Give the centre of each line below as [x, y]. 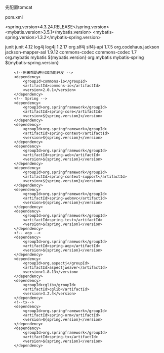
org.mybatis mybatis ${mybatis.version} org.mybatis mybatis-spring [75, 57]
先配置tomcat [19, 7]
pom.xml [14, 17]
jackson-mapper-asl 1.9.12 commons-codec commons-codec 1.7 [71, 52]
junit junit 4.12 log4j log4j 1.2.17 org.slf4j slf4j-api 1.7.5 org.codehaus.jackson [82, 47]
